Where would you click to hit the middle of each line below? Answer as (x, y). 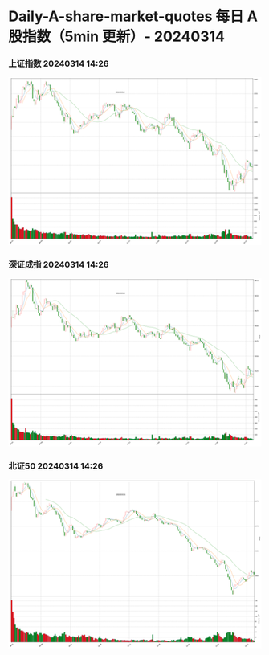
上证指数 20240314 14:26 (59, 63)
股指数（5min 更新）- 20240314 (116, 37)
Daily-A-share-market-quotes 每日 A (133, 16)
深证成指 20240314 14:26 (59, 264)
